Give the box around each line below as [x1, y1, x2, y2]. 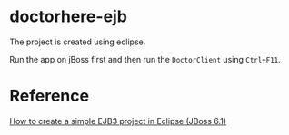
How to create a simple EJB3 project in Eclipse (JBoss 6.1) [9, 115, 227, 126]
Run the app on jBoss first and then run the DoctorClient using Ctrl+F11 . [9, 53, 282, 64]
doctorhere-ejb [9, 6, 127, 27]
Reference [9, 86, 89, 106]
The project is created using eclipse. [9, 36, 146, 47]
